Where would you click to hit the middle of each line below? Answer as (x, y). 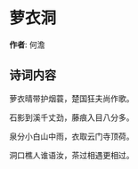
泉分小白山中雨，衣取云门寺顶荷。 (72, 136)
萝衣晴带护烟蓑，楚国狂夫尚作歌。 (72, 98)
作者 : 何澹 (27, 44)
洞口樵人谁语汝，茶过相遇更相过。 (72, 155)
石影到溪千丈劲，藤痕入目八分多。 (72, 117)
